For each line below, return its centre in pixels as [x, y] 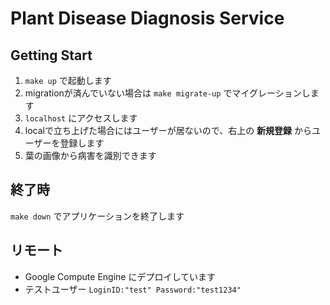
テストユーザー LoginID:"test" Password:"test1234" [133, 289]
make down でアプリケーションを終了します [97, 216]
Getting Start [51, 55]
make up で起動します [68, 80]
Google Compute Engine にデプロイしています [120, 276]
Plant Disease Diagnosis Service [147, 18]
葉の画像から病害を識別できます [90, 155]
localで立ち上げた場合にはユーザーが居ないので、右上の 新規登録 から [168, 130]
